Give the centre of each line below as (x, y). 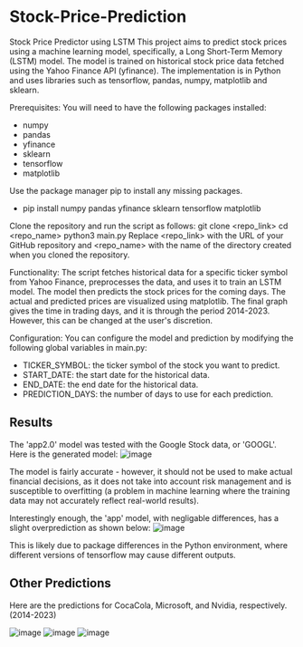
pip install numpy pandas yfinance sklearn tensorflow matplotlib (142, 208)
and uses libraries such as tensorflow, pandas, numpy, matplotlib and (138, 80)
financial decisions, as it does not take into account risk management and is (151, 481)
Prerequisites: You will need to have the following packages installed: (138, 107)
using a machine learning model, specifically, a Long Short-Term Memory (146, 51)
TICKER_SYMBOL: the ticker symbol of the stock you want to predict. (151, 365)
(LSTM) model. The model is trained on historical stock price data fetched (147, 61)
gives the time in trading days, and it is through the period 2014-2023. (140, 311)
